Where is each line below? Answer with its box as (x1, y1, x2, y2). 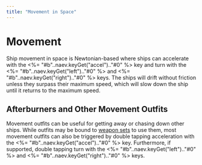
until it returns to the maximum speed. (6, 87, 101, 94)
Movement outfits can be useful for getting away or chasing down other (6, 120, 185, 127)
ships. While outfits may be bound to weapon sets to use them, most (6, 126, 177, 134)
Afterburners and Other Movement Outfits (6, 104, 168, 114)
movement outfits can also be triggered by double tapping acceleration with (6, 133, 195, 140)
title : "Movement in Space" (6, 8, 77, 15)
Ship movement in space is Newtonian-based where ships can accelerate (6, 55, 189, 62)
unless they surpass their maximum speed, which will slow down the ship (6, 80, 189, 87)
